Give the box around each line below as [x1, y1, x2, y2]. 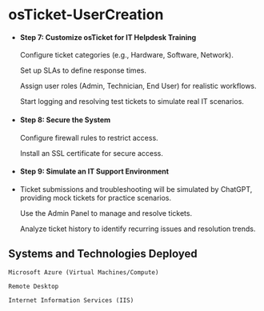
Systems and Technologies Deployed [8, 247, 198, 261]
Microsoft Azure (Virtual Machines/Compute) [8, 268, 159, 277]
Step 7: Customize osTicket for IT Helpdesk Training [19, 32, 197, 42]
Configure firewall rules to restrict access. [19, 133, 158, 142]
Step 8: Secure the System [19, 114, 111, 125]
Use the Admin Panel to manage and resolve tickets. [19, 208, 193, 217]
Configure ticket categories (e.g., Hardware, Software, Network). [19, 50, 234, 60]
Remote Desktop [8, 282, 59, 290]
